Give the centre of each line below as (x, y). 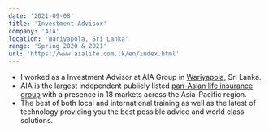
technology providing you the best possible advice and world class (132, 112)
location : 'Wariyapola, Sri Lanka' (69, 39)
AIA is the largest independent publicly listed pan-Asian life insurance (137, 86)
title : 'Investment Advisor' (58, 24)
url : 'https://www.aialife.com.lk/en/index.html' (94, 54)
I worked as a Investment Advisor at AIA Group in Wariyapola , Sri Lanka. (141, 77)
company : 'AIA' (34, 31)
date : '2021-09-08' (41, 16)
